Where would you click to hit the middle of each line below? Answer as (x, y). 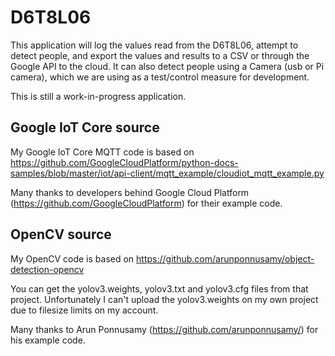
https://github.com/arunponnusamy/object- (225, 258)
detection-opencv (47, 269)
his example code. (48, 340)
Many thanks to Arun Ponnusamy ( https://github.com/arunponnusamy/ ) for (164, 329)
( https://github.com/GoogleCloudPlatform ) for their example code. (146, 203)
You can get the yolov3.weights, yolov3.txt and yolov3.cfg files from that (159, 288)
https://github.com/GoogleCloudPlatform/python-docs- (124, 162)
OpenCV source (61, 234)
